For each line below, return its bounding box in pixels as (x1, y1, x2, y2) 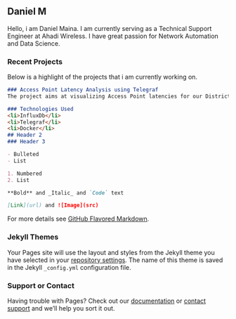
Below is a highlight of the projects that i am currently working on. (7, 73, 198, 82)
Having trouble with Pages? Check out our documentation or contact (7, 297, 206, 305)
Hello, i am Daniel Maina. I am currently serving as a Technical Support (7, 24, 212, 32)
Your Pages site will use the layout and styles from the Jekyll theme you (7, 248, 216, 256)
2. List (7, 176, 30, 183)
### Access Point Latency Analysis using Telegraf (7, 86, 159, 93)
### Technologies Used (7, 105, 74, 112)
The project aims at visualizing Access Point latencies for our (7, 93, 202, 100)
